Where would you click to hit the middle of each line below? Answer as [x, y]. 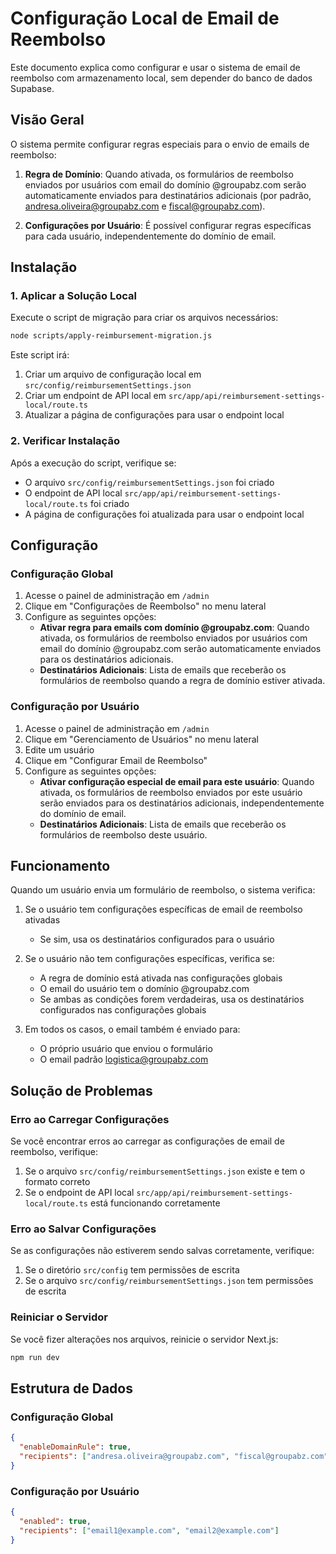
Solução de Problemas [81, 1090]
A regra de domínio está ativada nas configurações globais [161, 978]
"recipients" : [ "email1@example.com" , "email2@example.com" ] [149, 1530]
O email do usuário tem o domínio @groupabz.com [144, 989]
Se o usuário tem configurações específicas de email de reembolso [163, 909]
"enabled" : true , [55, 1521]
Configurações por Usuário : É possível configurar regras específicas [168, 225]
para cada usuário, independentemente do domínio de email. [150, 236]
